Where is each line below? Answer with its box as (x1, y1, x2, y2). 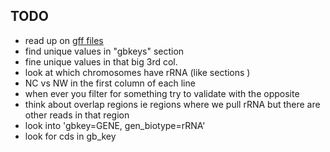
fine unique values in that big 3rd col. (24, 55, 178, 68)
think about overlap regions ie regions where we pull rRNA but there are (24, 98, 321, 110)
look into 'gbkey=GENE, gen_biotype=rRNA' (24, 119, 206, 131)
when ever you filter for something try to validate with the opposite (24, 87, 300, 99)
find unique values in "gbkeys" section (24, 45, 185, 57)
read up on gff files (24, 34, 104, 46)
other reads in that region (24, 109, 130, 121)
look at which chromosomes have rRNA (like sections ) (24, 66, 251, 78)
